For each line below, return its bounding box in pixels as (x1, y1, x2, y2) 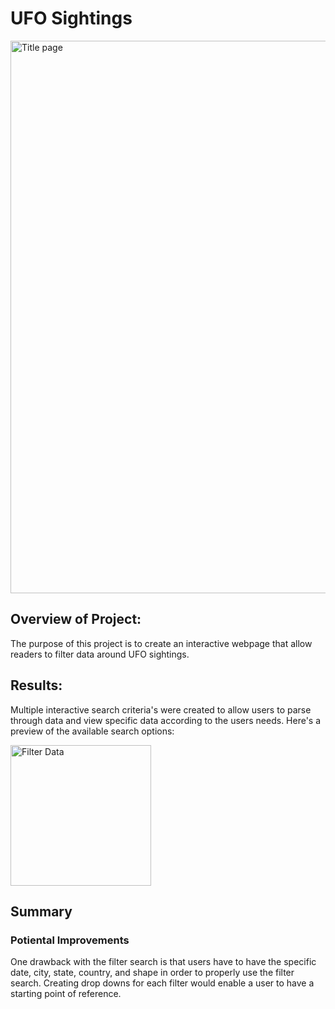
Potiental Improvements (10, 933, 130, 947)
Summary (10, 903, 73, 920)
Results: (10, 677, 63, 694)
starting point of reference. (10, 988, 122, 1000)
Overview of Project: (10, 611, 142, 628)
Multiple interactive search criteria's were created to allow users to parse (10, 703, 312, 716)
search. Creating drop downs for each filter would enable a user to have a (10, 977, 315, 989)
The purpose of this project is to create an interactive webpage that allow (10, 637, 313, 649)
